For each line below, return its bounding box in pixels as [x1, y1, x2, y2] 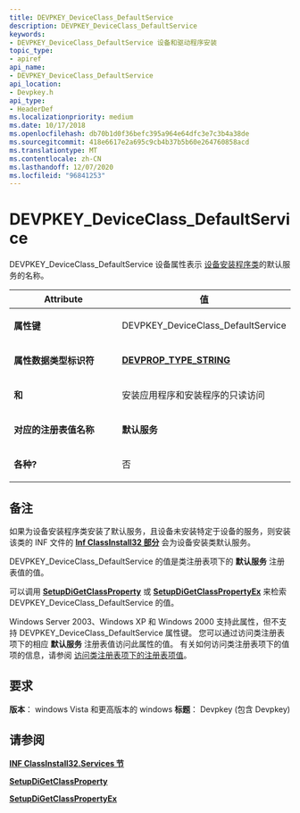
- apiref [9, 54, 42, 63]
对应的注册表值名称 [13, 423, 96, 436]
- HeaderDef [9, 105, 54, 113]
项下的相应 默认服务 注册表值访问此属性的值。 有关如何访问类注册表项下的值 [9, 639, 290, 649]
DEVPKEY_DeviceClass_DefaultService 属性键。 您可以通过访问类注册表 [19, 627, 286, 638]
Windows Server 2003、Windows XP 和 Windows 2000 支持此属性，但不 [9, 616, 279, 626]
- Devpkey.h [9, 88, 54, 96]
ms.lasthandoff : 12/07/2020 [9, 163, 114, 172]
